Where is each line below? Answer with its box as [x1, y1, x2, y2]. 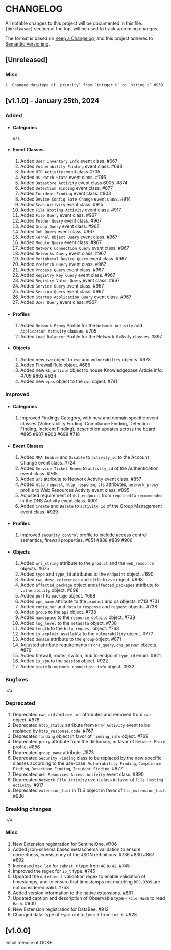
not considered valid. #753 [12, 884, 69, 890]
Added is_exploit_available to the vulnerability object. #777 [20, 631, 154, 637]
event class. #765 [20, 471, 58, 477]
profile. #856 [12, 744, 40, 750]
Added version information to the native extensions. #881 [12, 890, 133, 896]
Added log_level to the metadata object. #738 [20, 620, 117, 626]
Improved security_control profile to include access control [20, 532, 147, 538]
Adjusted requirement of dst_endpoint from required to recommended [20, 492, 163, 499]
